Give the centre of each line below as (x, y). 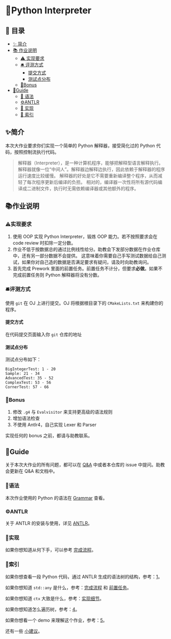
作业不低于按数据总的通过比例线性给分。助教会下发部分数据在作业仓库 (87, 249)
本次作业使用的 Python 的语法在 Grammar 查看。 (56, 498)
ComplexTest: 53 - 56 (28, 383)
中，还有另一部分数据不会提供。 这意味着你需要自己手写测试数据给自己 (87, 255)
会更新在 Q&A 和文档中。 (31, 471)
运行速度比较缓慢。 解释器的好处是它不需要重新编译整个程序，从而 (88, 176)
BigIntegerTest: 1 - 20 (31, 369)
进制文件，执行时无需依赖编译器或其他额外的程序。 (85, 188)
